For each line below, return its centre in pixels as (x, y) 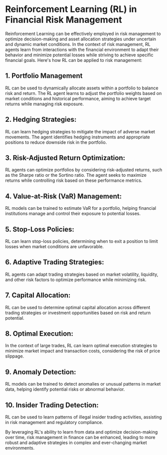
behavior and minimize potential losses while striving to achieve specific (79, 55)
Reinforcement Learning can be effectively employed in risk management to (83, 33)
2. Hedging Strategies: (41, 120)
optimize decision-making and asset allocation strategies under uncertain (81, 39)
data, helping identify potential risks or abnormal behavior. (65, 389)
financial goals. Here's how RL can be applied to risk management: (74, 60)
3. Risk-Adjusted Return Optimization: (65, 158)
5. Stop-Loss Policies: (40, 229)
